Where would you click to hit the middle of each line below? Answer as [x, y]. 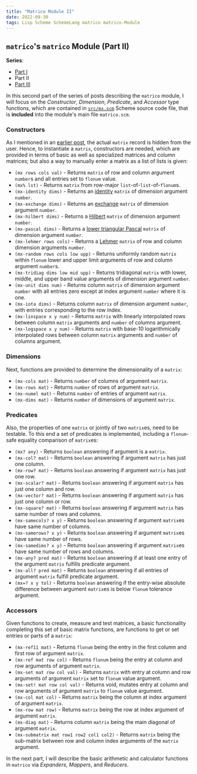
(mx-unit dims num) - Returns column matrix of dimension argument [97, 285]
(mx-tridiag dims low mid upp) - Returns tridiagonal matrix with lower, [101, 273]
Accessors [22, 610]
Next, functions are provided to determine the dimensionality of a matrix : [94, 369]
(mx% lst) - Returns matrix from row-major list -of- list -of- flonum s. [97, 185]
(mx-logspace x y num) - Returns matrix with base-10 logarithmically [97, 329]
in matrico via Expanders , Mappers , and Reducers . [67, 765]
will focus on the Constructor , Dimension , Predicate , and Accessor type [93, 102]
